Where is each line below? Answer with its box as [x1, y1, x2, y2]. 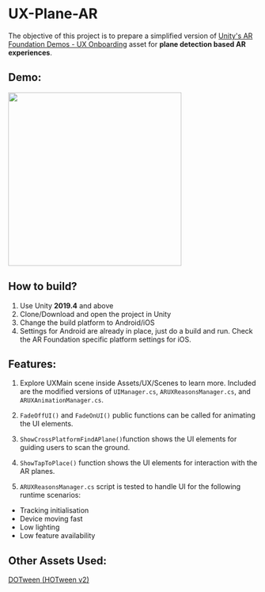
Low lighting [19, 522, 60, 532]
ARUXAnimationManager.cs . [19, 395, 104, 405]
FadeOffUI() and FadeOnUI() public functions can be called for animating [19, 411, 256, 420]
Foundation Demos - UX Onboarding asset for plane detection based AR [8, 39, 247, 48]
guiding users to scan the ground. [19, 443, 131, 453]
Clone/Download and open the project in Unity [19, 309, 172, 319]
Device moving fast [19, 514, 83, 524]
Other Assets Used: [8, 554, 107, 567]
